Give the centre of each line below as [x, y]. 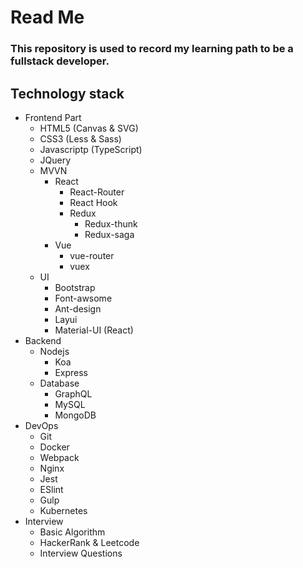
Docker [54, 447]
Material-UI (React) [94, 330]
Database [59, 383]
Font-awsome [83, 298]
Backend [43, 340]
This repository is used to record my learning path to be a [152, 49]
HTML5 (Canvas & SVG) [89, 128]
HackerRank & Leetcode [89, 542]
